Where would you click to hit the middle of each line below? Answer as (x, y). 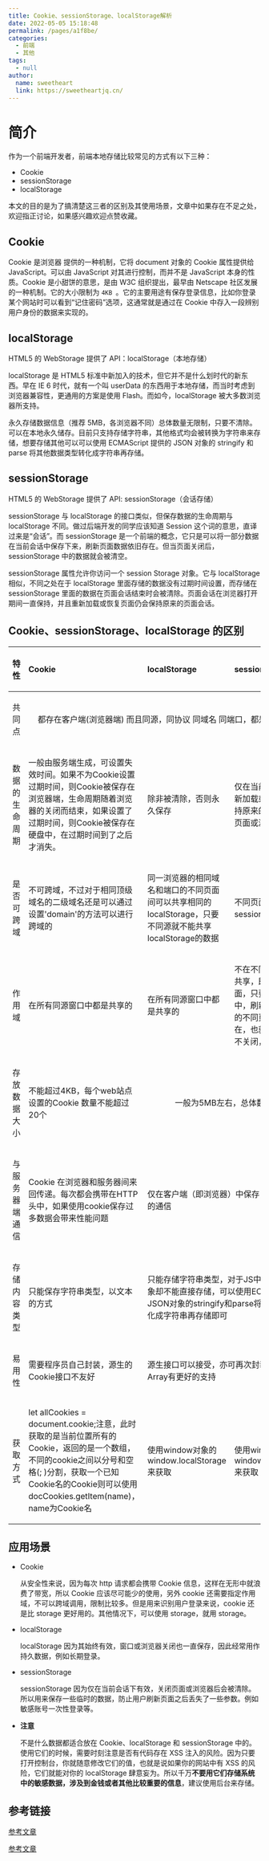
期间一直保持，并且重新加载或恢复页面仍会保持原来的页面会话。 (113, 603)
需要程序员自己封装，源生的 (81, 1364)
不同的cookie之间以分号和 (77, 1460)
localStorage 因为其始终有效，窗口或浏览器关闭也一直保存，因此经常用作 (140, 1646)
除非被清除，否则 (179, 798)
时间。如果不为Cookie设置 (86, 774)
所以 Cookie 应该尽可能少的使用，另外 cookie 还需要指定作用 (155, 1594)
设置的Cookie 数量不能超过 (79, 1102)
